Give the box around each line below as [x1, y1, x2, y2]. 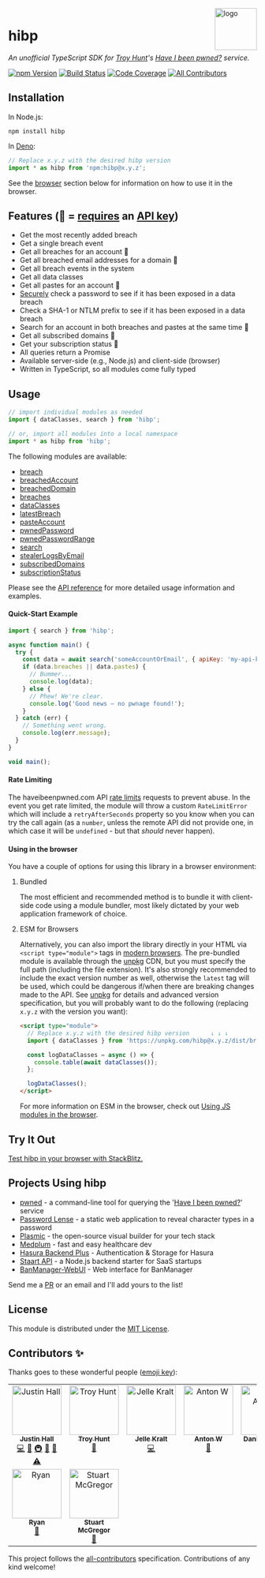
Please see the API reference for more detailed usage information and [8, 583, 235, 592]
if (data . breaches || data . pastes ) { [22, 663, 147, 671]
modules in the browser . [19, 1110, 99, 1119]
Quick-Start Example [8, 609, 78, 619]
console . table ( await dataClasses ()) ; [34, 1058, 159, 1066]
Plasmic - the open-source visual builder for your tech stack [19, 1231, 215, 1240]
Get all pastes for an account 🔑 [19, 280, 121, 290]
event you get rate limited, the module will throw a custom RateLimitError [8, 800, 248, 810]
